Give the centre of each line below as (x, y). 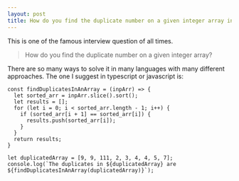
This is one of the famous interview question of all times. (90, 41)
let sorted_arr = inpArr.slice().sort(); (76, 95)
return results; (38, 139)
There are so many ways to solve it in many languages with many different (116, 68)
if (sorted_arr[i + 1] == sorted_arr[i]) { (86, 114)
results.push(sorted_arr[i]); (71, 120)
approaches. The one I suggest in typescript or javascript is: (95, 76)
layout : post (27, 14)
